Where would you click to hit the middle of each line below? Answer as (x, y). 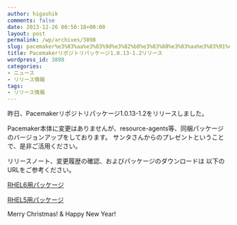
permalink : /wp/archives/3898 (52, 40)
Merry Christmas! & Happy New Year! (62, 214)
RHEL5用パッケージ (36, 200)
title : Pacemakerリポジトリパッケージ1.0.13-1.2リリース (85, 54)
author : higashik (33, 14)
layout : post (26, 34)
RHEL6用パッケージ (36, 185)
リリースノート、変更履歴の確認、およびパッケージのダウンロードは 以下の (116, 161)
